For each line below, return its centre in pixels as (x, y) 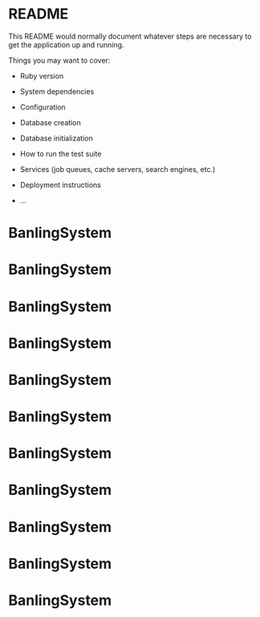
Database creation (51, 122)
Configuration (43, 107)
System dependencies (57, 91)
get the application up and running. (66, 44)
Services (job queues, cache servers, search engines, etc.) (118, 169)
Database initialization (57, 138)
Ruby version (42, 76)
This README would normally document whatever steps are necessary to (130, 36)
